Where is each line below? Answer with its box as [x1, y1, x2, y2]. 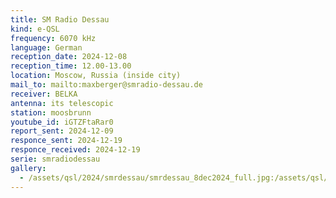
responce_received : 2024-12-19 [10, 145, 141, 155]
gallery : [10, 163, 47, 173]
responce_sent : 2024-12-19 [10, 136, 123, 146]
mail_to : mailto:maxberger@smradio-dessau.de [10, 80, 203, 90]
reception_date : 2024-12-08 [10, 52, 128, 62]
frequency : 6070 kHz [10, 33, 97, 43]
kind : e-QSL [10, 24, 60, 34]
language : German [10, 42, 83, 53]
